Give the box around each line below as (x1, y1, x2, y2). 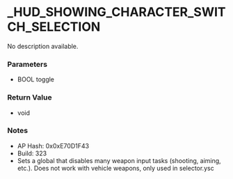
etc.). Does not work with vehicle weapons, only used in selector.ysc (17, 164, 214, 172)
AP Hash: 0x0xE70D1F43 (17, 141, 89, 150)
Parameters (7, 59, 47, 69)
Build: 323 (17, 149, 47, 157)
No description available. (7, 42, 79, 50)
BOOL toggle (17, 75, 54, 84)
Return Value (7, 93, 52, 102)
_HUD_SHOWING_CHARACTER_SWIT (7, 4, 226, 20)
